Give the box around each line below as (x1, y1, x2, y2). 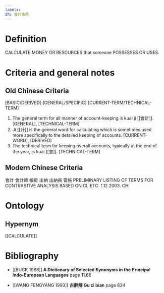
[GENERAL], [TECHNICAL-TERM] (12, 121, 80, 127)
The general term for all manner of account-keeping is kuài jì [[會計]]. (12, 115, 154, 121)
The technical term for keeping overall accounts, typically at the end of (12, 143, 157, 149)
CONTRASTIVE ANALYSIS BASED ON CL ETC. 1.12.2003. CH (5, 183, 129, 189)
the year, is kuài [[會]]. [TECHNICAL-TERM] (12, 149, 101, 155)
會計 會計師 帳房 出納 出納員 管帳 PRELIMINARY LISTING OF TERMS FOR (5, 177, 154, 183)
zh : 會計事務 (5, 12, 29, 17)
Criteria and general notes (5, 67, 115, 78)
